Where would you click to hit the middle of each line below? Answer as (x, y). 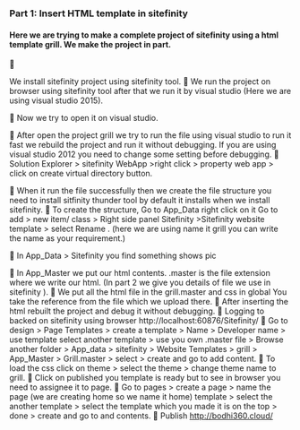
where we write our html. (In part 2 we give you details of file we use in (140, 283)
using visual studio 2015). (56, 100)
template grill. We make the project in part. (90, 44)
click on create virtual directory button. (81, 174)
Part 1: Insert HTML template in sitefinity (99, 13)
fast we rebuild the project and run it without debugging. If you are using (143, 145)
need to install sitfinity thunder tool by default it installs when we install (140, 201)
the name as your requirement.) (68, 238)
